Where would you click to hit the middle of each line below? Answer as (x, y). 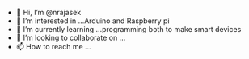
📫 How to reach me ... (53, 47)
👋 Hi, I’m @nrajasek (49, 12)
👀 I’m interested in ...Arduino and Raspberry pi (93, 21)
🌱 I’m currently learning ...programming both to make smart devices (129, 29)
